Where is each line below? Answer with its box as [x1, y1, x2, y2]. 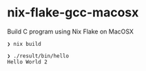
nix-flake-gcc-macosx [7, 5, 139, 20]
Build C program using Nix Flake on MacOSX [7, 27, 134, 35]
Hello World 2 [7, 58, 48, 66]
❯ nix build [7, 40, 41, 47]
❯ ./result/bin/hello [7, 53, 70, 59]
